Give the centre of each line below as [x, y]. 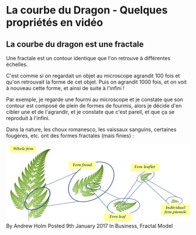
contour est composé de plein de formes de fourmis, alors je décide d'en [94, 106]
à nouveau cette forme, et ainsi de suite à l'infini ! [65, 88]
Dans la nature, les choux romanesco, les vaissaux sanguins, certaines [91, 129]
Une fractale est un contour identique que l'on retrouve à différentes [88, 58]
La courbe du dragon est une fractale [75, 44]
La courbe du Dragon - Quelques [87, 10]
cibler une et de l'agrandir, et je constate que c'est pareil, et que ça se [90, 112]
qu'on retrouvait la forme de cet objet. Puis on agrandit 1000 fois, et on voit [97, 82]
